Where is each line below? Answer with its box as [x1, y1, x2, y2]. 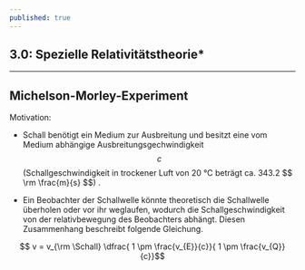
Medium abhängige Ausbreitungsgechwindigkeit [22, 140, 204, 150]
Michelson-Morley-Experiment [9, 88, 189, 103]
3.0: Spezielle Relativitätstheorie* [9, 47, 205, 63]
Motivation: [9, 112, 52, 123]
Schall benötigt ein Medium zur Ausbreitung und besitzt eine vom [22, 130, 268, 140]
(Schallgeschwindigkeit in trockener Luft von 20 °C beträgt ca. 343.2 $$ [22, 168, 293, 178]
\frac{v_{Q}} [240, 241, 286, 252]
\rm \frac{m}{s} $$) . [22, 178, 102, 188]
